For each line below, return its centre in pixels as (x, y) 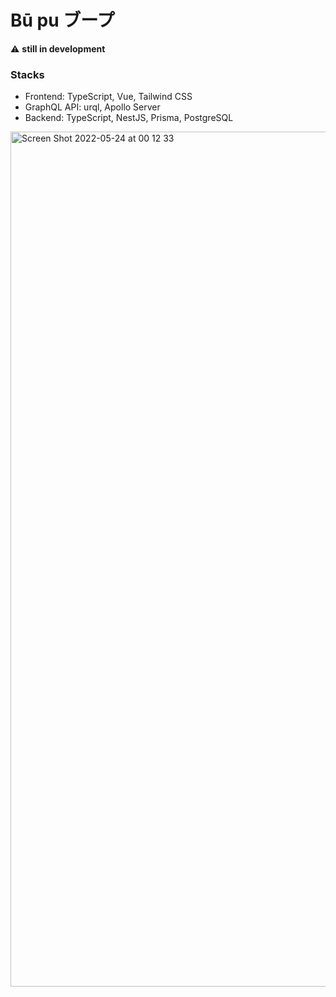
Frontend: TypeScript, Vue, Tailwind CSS (108, 97)
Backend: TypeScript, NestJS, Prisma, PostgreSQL (129, 118)
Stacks (27, 74)
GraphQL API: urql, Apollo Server (92, 107)
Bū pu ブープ (62, 20)
